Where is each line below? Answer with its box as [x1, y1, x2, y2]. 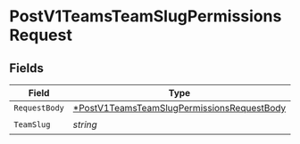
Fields [9, 60, 45, 76]
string [72, 118, 98, 131]
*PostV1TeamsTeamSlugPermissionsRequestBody [72, 102, 287, 114]
